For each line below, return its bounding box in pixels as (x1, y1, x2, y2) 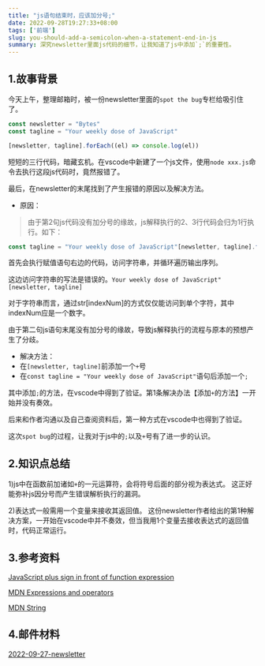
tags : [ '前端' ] (8, 26, 56, 34)
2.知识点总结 (8, 457, 71, 470)
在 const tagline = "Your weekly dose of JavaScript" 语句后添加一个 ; (19, 372, 248, 381)
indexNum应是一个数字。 (8, 309, 90, 318)
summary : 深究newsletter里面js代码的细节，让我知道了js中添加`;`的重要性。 (8, 41, 235, 49)
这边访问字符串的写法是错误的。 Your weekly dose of (8, 275, 180, 284)
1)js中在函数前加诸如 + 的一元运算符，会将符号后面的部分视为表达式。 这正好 (8, 479, 252, 489)
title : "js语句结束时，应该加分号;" (8, 11, 116, 20)
